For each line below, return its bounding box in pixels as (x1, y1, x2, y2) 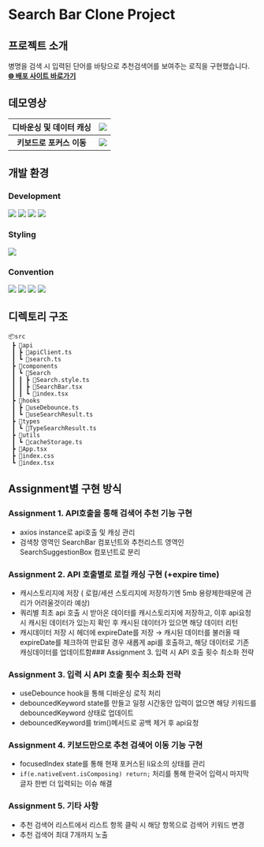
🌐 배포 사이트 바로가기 (8, 71, 76, 81)
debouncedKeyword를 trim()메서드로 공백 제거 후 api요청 (19, 718, 199, 728)
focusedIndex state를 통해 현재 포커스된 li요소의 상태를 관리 (19, 759, 206, 769)
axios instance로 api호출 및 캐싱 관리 (19, 527, 136, 537)
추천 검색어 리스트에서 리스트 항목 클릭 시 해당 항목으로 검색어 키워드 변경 (19, 819, 245, 830)
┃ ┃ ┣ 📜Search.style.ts (11, 376, 90, 384)
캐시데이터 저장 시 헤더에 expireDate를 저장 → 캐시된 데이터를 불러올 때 (19, 628, 240, 637)
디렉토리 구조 (8, 310, 69, 324)
